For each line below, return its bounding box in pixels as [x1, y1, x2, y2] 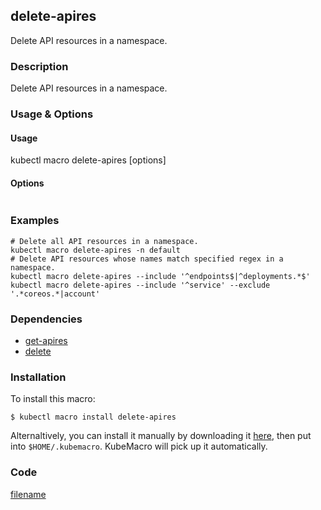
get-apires [24, 335, 68, 347]
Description [10, 59, 69, 73]
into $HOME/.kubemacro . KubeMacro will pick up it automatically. [10, 440, 268, 453]
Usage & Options [10, 107, 94, 121]
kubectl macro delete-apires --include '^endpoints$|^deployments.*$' [10, 271, 311, 281]
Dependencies [10, 312, 83, 326]
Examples [10, 214, 60, 228]
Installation [10, 370, 67, 384]
